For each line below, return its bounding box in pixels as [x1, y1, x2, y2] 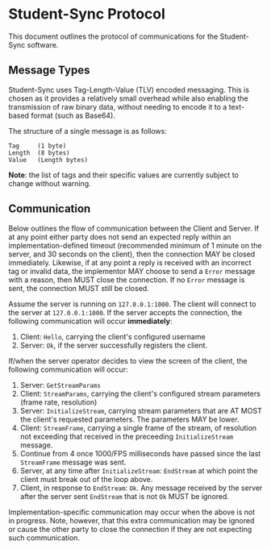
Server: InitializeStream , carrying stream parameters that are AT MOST [19, 406, 262, 415]
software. [27, 40, 59, 49]
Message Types [8, 64, 90, 77]
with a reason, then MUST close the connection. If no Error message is [8, 275, 245, 285]
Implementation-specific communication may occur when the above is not [8, 507, 256, 517]
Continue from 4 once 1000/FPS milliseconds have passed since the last [19, 448, 261, 458]
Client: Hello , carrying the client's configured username [19, 331, 206, 341]
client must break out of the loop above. [19, 474, 153, 484]
